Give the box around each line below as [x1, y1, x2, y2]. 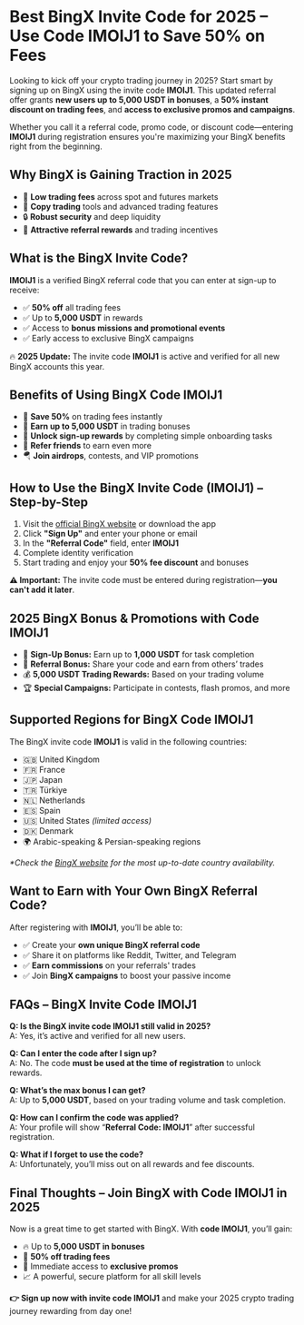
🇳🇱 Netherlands [22, 795, 86, 806]
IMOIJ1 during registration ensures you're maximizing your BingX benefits [9, 131, 286, 142]
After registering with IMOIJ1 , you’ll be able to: [9, 922, 183, 933]
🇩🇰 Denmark [22, 825, 74, 836]
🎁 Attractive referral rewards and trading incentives [22, 224, 219, 235]
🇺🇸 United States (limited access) [22, 815, 152, 826]
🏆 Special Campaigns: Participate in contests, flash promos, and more [22, 683, 290, 693]
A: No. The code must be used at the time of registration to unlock [9, 1058, 261, 1069]
